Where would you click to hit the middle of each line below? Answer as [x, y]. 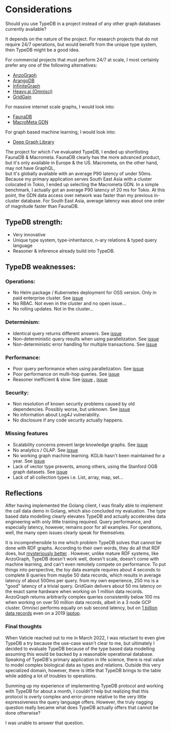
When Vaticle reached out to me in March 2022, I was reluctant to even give [85, 637]
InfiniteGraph [27, 86]
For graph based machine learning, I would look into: [60, 132]
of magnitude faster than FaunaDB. [42, 206]
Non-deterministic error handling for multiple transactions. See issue [85, 344]
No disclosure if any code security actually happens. [68, 420]
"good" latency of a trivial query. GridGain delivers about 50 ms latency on [83, 586]
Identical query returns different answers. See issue [67, 333]
